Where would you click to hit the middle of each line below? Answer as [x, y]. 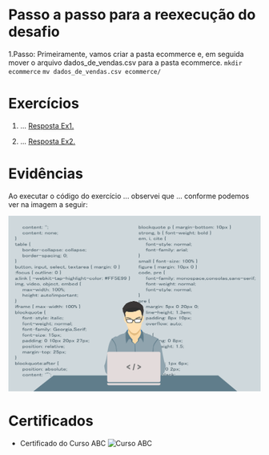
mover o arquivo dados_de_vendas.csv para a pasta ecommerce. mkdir [125, 63]
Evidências [46, 174]
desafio [34, 32]
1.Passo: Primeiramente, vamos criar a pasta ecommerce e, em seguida [126, 54]
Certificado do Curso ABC [63, 443]
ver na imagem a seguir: [48, 204]
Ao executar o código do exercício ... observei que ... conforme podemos [129, 196]
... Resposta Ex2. [48, 141]
